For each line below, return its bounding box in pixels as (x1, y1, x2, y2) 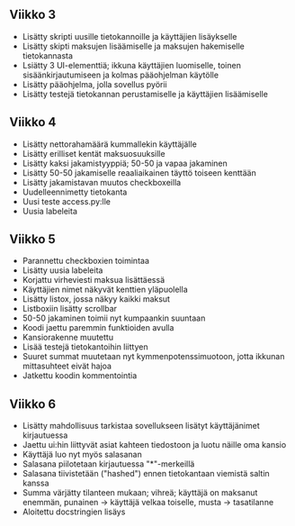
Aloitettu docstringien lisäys (22, 506, 126, 517)
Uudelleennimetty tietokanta (22, 186, 128, 197)
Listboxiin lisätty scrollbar (22, 304, 118, 314)
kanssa (22, 477, 49, 489)
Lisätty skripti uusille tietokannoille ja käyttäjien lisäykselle (22, 31, 237, 41)
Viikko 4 (9, 114, 57, 130)
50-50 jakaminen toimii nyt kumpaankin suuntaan (22, 313, 206, 323)
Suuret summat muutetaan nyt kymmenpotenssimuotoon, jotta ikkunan (22, 351, 285, 362)
